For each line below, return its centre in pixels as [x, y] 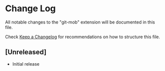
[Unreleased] [26, 52]
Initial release [26, 64]
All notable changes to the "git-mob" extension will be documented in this [80, 22]
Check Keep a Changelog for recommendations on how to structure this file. [83, 37]
